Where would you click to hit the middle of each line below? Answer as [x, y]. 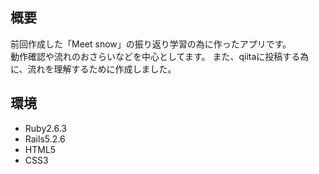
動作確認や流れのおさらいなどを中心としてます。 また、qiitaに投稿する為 [160, 56]
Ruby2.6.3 [45, 128]
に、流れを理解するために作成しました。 [93, 69]
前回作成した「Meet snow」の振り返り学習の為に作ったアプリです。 [151, 44]
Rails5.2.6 [45, 139]
